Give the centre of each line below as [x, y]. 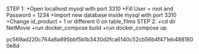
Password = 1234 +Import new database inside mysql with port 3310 [91, 15]
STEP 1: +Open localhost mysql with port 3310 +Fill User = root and [90, 9]
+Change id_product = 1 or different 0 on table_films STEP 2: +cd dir [91, 21]
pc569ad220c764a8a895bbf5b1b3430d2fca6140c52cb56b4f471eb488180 [100, 39]
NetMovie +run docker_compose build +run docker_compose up [87, 28]
